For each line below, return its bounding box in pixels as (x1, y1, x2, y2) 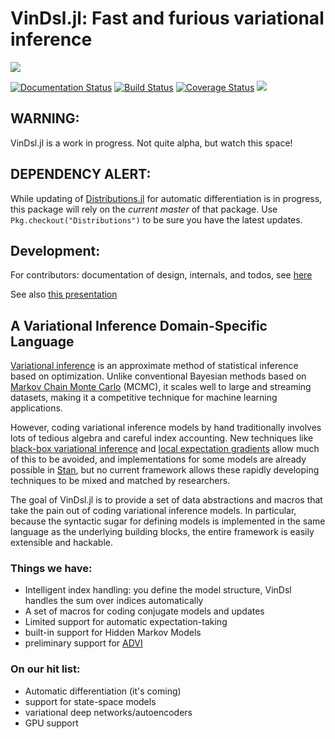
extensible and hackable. (10, 537, 113, 549)
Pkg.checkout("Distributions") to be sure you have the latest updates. (10, 213, 303, 226)
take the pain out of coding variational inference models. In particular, (10, 505, 297, 517)
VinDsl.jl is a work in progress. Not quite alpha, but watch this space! (10, 137, 293, 149)
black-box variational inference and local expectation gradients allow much (10, 443, 320, 455)
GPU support (24, 717, 79, 729)
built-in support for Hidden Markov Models (24, 627, 202, 639)
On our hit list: (10, 662, 81, 676)
